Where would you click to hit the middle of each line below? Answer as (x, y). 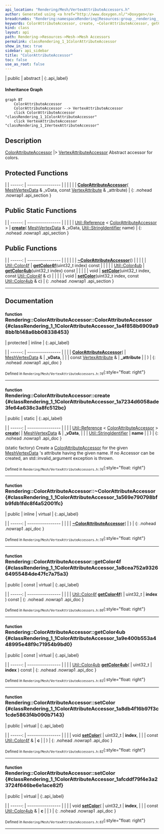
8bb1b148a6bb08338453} (37, 332)
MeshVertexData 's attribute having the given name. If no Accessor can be (80, 453)
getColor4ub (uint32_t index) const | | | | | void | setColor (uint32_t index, (78, 271)
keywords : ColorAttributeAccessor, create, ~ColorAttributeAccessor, (77, 23)
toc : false (16, 60)
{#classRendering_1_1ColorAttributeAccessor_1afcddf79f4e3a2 (81, 779)
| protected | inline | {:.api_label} (37, 343)
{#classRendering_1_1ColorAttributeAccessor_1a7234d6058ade (82, 402)
